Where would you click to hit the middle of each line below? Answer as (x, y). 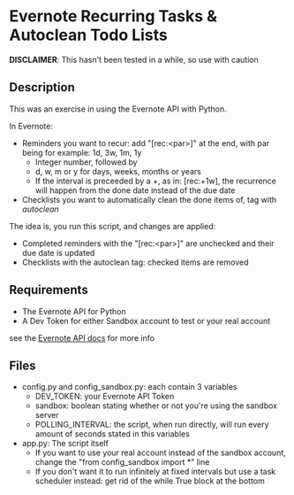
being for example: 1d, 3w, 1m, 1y (82, 152)
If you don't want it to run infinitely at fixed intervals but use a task (155, 472)
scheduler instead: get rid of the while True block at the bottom (150, 481)
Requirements (49, 290)
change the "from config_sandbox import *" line (122, 462)
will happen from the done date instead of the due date (135, 190)
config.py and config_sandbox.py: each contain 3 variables (129, 387)
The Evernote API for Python (74, 311)
